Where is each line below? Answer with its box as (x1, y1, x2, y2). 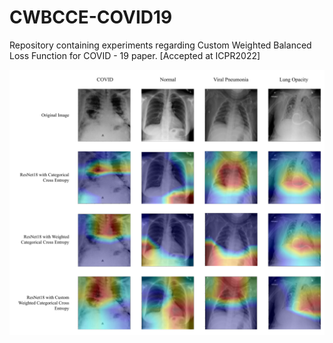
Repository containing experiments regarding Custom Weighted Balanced (9, 39, 312, 51)
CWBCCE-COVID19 (9, 6, 173, 29)
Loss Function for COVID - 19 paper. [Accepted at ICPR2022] (9, 49, 261, 61)
